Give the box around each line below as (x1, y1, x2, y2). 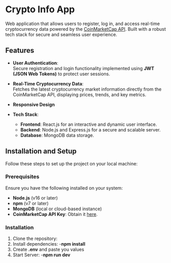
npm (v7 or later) (12, 200, 49, 206)
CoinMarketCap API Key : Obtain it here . (12, 211, 98, 217)
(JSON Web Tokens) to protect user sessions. (12, 71, 111, 77)
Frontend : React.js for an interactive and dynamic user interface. (20, 121, 157, 127)
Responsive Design (12, 101, 55, 107)
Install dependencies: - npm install (12, 241, 85, 247)
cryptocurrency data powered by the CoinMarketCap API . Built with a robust (5, 26, 166, 32)
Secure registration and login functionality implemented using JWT (12, 65, 155, 71)
